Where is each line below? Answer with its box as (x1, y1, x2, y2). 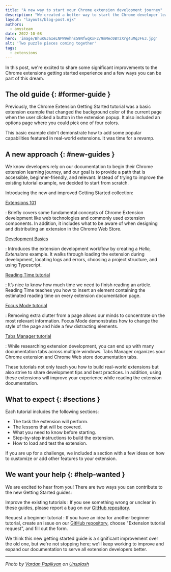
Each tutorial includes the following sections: (5, 408, 99, 415)
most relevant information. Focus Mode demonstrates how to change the (5, 318, 158, 324)
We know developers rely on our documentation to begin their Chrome (5, 164, 153, 170)
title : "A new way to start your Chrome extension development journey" (5, 7, 163, 13)
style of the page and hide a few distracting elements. (5, 323, 119, 330)
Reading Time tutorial (5, 272, 50, 278)
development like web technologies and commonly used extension (5, 215, 145, 221)
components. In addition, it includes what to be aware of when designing (5, 220, 158, 226)
